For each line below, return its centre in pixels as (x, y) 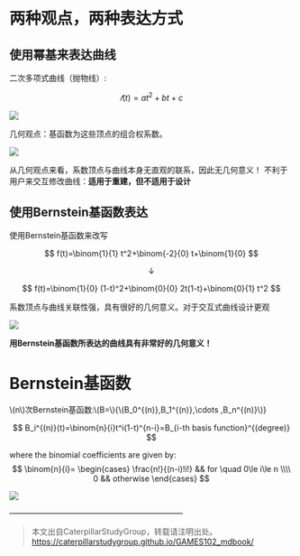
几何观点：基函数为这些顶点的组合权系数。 (88, 134)
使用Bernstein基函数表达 (79, 213)
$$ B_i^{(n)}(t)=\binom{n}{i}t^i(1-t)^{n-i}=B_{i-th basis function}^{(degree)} (151, 428)
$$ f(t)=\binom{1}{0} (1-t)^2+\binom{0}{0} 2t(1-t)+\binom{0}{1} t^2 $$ (151, 289)
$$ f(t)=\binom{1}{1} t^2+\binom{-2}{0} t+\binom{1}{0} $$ (151, 254)
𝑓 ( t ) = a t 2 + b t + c (151, 97)
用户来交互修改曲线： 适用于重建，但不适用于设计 (100, 181)
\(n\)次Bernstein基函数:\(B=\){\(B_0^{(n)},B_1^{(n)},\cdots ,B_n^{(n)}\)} (138, 410)
